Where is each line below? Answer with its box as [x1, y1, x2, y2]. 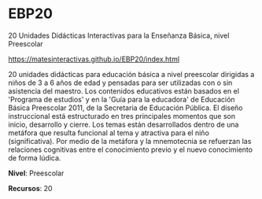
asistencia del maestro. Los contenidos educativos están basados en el [8, 86, 240, 95]
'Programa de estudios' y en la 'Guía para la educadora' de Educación [8, 94, 235, 104]
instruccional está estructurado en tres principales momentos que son [8, 111, 236, 120]
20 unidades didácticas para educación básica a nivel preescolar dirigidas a [8, 69, 255, 79]
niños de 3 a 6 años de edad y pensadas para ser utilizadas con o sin [8, 78, 233, 87]
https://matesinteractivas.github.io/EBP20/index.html [8, 54, 179, 64]
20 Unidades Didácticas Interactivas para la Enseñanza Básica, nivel [8, 31, 230, 40]
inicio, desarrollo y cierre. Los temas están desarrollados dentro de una [8, 120, 239, 129]
